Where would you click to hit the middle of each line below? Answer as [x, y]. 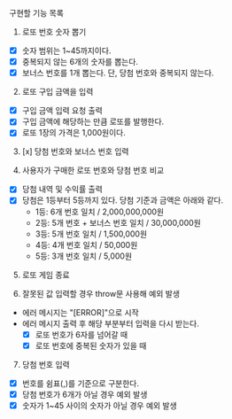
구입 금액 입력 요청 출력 [62, 111]
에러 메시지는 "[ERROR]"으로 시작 [80, 312]
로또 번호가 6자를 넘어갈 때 [81, 334]
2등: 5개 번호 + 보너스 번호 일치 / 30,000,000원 [118, 222]
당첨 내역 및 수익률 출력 [62, 190]
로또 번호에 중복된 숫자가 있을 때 [91, 345]
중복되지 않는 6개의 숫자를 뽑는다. [80, 62]
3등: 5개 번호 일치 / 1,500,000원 [91, 234]
